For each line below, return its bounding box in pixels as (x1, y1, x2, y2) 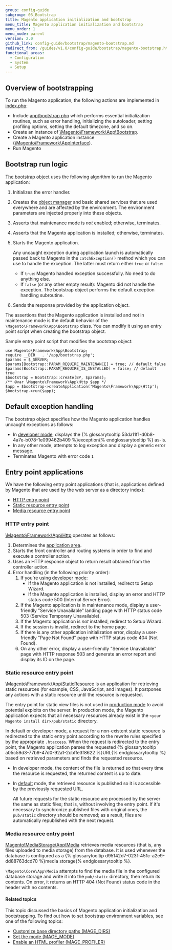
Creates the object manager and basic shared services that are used (12, 199, 158, 205)
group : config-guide (5, 7, 50, 13)
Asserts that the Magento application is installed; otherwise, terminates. (12, 229, 164, 236)
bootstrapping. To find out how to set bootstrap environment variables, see (5, 913, 164, 919)
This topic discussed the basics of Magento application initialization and (5, 907, 158, 914)
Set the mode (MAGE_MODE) (12, 934, 75, 940)
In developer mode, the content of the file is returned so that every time (12, 765, 164, 771)
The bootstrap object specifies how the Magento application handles (5, 416, 150, 422)
